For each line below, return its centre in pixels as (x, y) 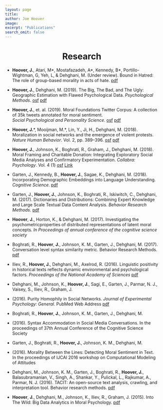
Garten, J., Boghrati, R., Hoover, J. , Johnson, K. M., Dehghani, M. (77, 343)
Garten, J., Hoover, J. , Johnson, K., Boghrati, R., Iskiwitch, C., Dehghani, (84, 194)
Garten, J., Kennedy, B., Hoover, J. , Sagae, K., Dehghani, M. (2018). (80, 174)
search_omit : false (25, 32)
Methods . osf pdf (29, 100)
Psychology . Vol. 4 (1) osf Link (42, 165)
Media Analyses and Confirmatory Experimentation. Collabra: (73, 160)
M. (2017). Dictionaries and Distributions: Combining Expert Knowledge (83, 199)
